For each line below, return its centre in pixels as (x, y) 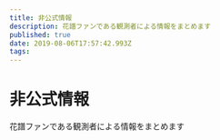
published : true (40, 35)
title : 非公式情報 (41, 18)
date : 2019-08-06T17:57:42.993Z (70, 43)
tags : (20, 52)
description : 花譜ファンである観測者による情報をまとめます (110, 26)
